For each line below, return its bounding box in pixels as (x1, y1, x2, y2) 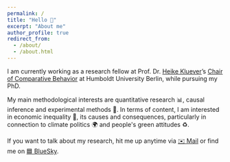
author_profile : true (7, 29, 69, 36)
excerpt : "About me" (7, 23, 67, 30)
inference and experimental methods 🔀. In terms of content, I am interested (7, 105, 220, 113)
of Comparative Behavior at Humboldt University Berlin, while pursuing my (7, 74, 218, 82)
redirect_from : (7, 36, 51, 43)
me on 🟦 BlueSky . (7, 147, 59, 155)
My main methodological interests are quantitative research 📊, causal (7, 95, 205, 104)
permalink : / (7, 10, 45, 17)
